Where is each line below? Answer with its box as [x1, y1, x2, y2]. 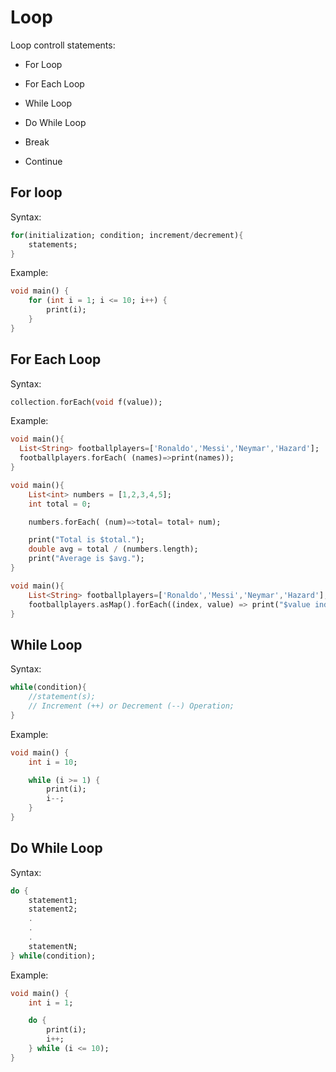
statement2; [28, 904, 78, 915]
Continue [24, 155, 63, 167]
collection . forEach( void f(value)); [10, 397, 163, 407]
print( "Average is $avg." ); [28, 554, 145, 564]
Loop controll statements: [10, 39, 116, 51]
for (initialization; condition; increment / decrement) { [10, 230, 244, 240]
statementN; [28, 941, 78, 951]
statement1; [28, 895, 78, 905]
